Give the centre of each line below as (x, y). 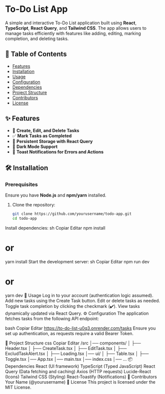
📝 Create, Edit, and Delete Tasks (46, 130)
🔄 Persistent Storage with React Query (52, 141)
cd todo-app (24, 219)
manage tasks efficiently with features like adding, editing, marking (73, 33)
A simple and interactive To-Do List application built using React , (71, 23)
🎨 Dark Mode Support (35, 147)
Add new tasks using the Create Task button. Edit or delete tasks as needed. (82, 300)
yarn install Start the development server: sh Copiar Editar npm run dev (77, 261)
